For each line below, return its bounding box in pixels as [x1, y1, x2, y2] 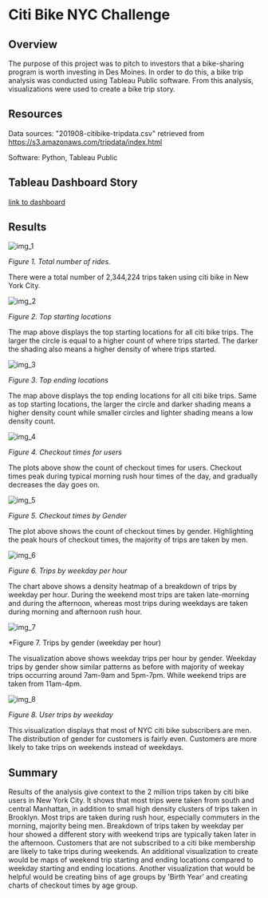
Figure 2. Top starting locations [8, 312, 112, 322]
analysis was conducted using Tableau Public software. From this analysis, [8, 76, 254, 85]
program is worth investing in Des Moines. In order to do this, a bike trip [8, 67, 244, 77]
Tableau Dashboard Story [8, 176, 138, 190]
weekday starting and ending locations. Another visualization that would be [8, 864, 255, 873]
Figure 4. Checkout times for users [8, 447, 122, 457]
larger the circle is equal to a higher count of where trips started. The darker [8, 336, 258, 346]
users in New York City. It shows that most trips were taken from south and [8, 796, 254, 805]
